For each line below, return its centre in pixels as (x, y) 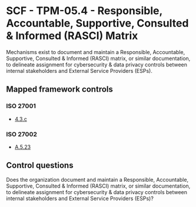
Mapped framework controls (60, 89)
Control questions (40, 166)
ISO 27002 (21, 134)
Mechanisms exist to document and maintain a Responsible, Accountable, (96, 52)
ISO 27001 (21, 106)
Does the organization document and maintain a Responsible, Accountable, (97, 179)
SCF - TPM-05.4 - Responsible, (84, 11)
